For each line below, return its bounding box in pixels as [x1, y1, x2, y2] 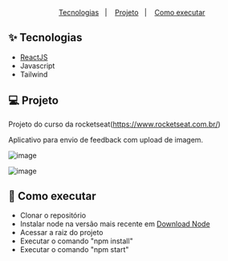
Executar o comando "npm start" [19, 245, 129, 255]
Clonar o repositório [19, 210, 87, 221]
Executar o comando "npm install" [19, 236, 134, 246]
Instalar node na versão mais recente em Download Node [19, 219, 210, 229]
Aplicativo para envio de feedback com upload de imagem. [8, 135, 203, 144]
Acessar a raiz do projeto [19, 228, 104, 238]
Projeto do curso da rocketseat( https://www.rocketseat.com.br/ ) [8, 119, 221, 129]
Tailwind [19, 69, 48, 79]
